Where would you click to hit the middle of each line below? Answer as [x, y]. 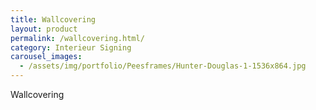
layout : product [44, 29]
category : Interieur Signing [71, 47]
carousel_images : [46, 57]
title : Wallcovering [53, 19]
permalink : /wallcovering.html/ [77, 38]
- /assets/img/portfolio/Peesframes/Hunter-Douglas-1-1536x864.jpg [163, 66]
